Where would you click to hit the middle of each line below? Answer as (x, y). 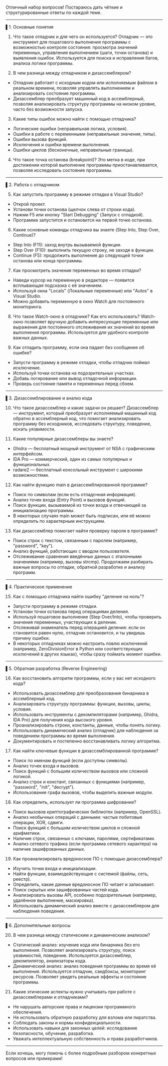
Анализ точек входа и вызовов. (46, 766)
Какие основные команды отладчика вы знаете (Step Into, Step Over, (86, 230)
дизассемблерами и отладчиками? (50, 997)
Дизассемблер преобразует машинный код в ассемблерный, (79, 99)
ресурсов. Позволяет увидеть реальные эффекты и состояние (80, 977)
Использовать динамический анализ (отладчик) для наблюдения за (85, 730)
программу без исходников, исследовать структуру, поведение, (82, 424)
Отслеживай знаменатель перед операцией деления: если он (79, 627)
